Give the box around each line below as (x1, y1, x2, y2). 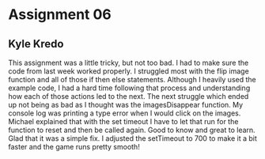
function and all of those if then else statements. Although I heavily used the (8, 75, 256, 84)
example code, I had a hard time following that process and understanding (8, 83, 251, 93)
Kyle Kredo (8, 37, 64, 51)
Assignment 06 (8, 6, 112, 24)
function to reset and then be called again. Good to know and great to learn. (8, 125, 256, 134)
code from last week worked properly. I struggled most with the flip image (8, 66, 249, 76)
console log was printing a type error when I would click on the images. (8, 108, 241, 118)
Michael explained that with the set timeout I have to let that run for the (8, 117, 239, 126)
